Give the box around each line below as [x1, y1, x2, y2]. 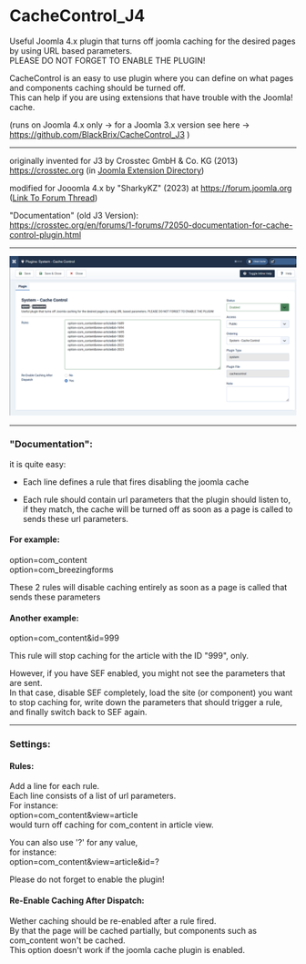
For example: [9, 534, 61, 545]
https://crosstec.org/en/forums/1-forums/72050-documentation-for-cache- [9, 220, 293, 231]
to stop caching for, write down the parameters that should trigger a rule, [9, 697, 283, 708]
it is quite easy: [9, 458, 66, 469]
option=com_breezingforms [9, 564, 114, 575]
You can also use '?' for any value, [9, 837, 138, 848]
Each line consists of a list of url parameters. [9, 790, 177, 802]
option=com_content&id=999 [9, 632, 120, 643]
